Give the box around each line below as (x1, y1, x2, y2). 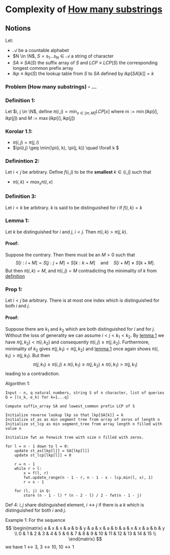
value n (5, 426, 22, 431)
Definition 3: (5, 193, 37, 200)
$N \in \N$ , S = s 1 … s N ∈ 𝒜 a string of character (12, 53, 114, 60)
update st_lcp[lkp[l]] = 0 (14, 453, 72, 458)
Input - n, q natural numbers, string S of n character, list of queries (5, 390, 165, 395)
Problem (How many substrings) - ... (5, 83, 97, 90)
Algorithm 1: (5, 381, 30, 387)
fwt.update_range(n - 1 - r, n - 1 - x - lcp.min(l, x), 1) (23, 475, 153, 480)
